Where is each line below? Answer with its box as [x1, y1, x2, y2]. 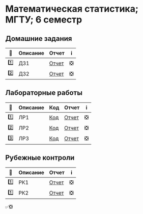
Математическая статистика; [5, 3, 139, 15]
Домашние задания [5, 34, 72, 43]
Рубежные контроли [5, 153, 75, 162]
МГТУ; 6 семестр [5, 14, 82, 25]
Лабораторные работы [5, 89, 83, 97]
